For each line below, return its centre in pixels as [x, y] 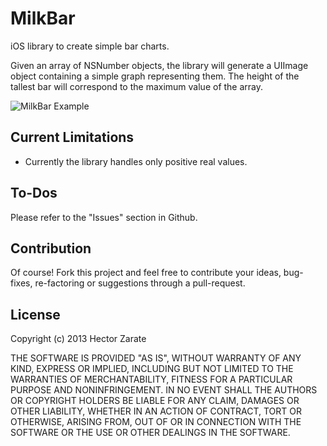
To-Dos [34, 193]
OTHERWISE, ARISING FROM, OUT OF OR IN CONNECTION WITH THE [156, 422]
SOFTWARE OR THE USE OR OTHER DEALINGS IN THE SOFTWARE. [150, 433]
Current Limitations [72, 137]
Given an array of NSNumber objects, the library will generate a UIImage [159, 65]
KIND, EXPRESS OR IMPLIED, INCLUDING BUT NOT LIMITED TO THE [152, 369]
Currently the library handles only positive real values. [136, 161]
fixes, [21, 283]
